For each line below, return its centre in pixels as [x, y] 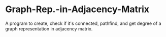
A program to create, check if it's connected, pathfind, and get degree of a [83, 23]
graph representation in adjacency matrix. [49, 28]
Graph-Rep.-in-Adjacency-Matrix [77, 9]
